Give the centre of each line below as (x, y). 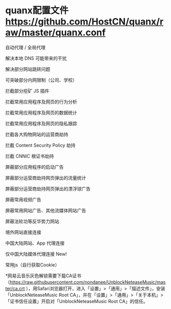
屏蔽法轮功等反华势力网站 (32, 221)
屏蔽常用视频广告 (23, 200)
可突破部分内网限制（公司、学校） (41, 80)
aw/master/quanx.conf (56, 32)
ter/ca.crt (15, 288)
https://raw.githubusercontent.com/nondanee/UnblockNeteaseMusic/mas (88, 282)
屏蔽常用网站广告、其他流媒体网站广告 (46, 210)
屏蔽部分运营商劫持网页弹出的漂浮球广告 (48, 189)
